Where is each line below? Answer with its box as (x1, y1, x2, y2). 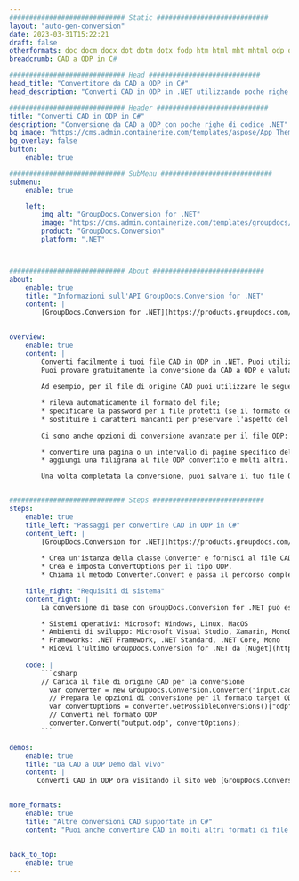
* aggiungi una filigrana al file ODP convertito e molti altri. (41, 456, 289, 465)
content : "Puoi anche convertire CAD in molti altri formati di (25, 826, 269, 835)
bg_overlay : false (9, 136, 77, 145)
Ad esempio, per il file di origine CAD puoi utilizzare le (41, 383, 269, 391)
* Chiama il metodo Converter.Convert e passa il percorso (41, 571, 265, 580)
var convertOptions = (48, 702, 129, 712)
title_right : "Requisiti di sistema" (25, 586, 166, 596)
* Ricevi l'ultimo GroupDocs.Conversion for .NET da (41, 644, 241, 654)
